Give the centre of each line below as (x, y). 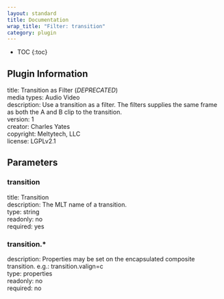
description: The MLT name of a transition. (67, 204)
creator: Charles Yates (39, 127)
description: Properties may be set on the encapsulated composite (101, 259)
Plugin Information (48, 74)
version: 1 (21, 119)
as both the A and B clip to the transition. (64, 112)
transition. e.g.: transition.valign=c (55, 266)
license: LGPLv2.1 (32, 141)
